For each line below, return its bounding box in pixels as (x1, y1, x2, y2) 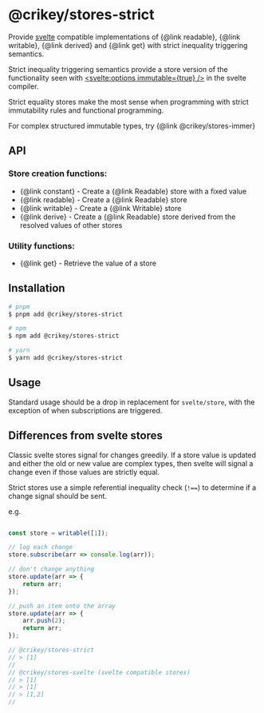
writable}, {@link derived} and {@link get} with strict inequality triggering (8, 40, 248, 50)
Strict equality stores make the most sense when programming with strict (8, 97, 249, 106)
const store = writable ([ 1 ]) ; (8, 529, 109, 537)
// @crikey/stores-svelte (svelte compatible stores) (8, 668, 191, 676)
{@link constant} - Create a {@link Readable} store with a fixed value (19, 186, 247, 196)
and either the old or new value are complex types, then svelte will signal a (8, 458, 254, 468)
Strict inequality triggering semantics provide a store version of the (8, 64, 229, 74)
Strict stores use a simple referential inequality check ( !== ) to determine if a (8, 482, 257, 492)
